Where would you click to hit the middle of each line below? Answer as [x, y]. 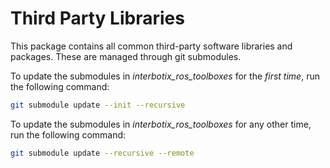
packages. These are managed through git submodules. [126, 56]
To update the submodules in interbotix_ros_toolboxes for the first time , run [165, 76]
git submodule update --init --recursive [98, 105]
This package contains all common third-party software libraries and [151, 46]
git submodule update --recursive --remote [102, 153]
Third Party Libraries [97, 18]
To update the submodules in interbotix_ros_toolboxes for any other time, [161, 124]
